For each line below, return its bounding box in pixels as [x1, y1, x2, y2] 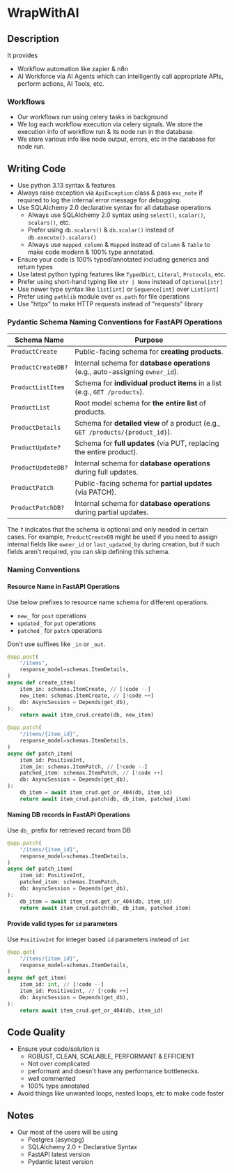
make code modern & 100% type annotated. [27, 248, 155, 256]
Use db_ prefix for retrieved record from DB [7, 825, 131, 835]
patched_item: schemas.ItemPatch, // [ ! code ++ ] [19, 770, 164, 777]
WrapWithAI [7, 5, 79, 21]
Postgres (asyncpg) [27, 1135, 85, 1144]
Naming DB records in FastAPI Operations [7, 811, 131, 819]
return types [17, 263, 54, 271]
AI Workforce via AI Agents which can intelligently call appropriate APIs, [17, 72, 224, 80]
